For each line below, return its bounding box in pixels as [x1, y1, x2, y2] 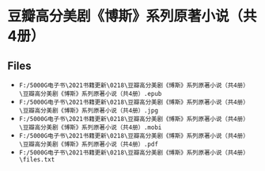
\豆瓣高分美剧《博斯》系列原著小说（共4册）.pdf [18, 140, 159, 148]
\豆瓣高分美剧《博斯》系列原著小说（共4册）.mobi [18, 123, 162, 131]
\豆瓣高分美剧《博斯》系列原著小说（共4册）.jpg [18, 107, 159, 115]
